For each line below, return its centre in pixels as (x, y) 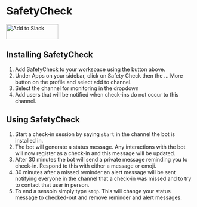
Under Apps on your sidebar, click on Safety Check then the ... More (99, 75)
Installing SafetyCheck (50, 55)
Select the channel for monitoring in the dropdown (77, 88)
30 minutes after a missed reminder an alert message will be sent (95, 172)
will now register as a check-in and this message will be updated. (95, 153)
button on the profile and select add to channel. (73, 82)
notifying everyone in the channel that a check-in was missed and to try (103, 178)
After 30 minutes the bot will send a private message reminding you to (101, 159)
